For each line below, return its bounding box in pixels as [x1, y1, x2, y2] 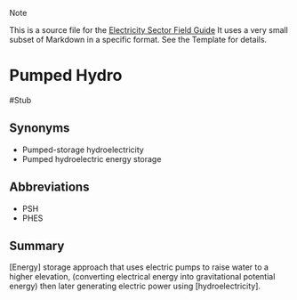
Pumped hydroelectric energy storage [21, 153, 162, 164]
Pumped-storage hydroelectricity [21, 144, 144, 155]
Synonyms [9, 120, 70, 136]
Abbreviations [9, 180, 90, 195]
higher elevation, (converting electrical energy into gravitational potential [9, 272, 276, 282]
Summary [9, 238, 65, 253]
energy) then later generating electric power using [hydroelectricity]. [9, 280, 261, 292]
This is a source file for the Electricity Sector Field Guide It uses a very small [9, 25, 289, 35]
